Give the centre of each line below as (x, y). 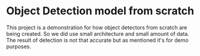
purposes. (19, 46)
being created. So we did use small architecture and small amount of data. (98, 33)
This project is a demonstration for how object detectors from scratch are (97, 27)
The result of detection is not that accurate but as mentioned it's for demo (97, 40)
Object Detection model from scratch (100, 11)
